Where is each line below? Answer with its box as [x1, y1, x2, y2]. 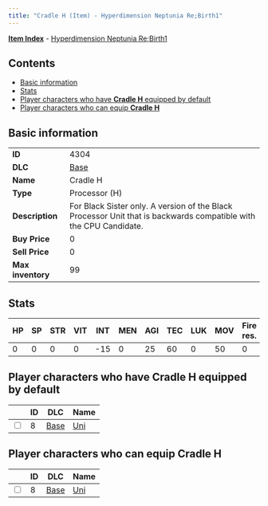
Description [12, 210, 58, 222]
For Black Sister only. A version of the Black [69, 201, 233, 212]
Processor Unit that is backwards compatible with [69, 210, 256, 222]
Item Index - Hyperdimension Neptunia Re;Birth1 [8, 33, 167, 43]
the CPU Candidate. [69, 221, 144, 232]
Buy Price [12, 233, 50, 245]
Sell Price [12, 246, 49, 257]
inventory [12, 269, 50, 280]
